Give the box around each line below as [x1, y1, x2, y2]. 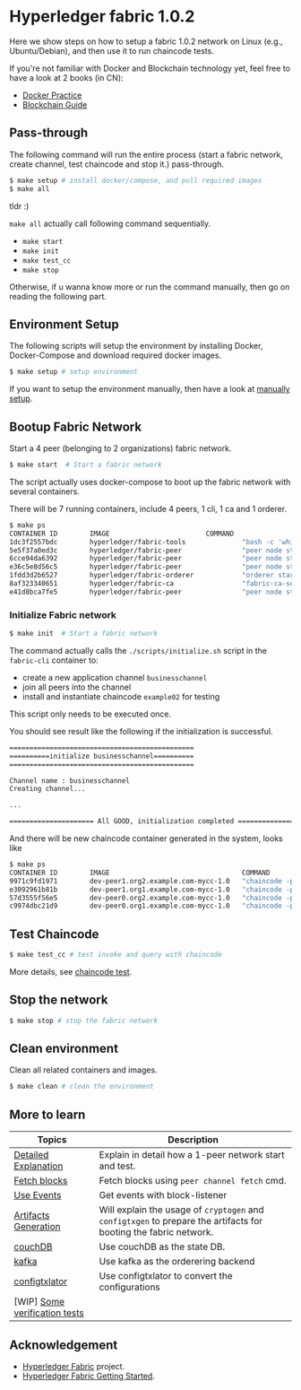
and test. [99, 1160, 136, 1172]
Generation [13, 1221, 61, 1233]
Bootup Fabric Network [9, 419, 142, 434]
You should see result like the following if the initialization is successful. [9, 725, 273, 736]
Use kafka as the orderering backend [99, 1255, 255, 1268]
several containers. [9, 486, 81, 497]
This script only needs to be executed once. [9, 708, 172, 719]
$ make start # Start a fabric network [9, 460, 163, 469]
